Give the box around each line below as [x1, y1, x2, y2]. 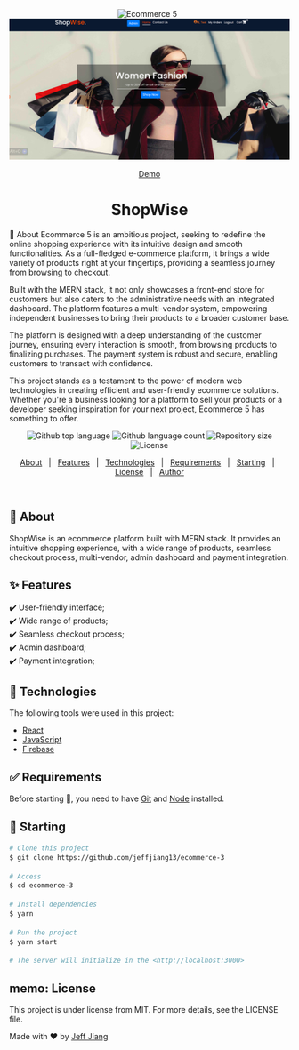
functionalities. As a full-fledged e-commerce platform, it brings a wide [9, 248, 270, 259]
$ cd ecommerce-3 [9, 881, 74, 890]
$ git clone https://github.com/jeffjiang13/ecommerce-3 [9, 853, 225, 862]
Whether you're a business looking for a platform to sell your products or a [9, 394, 283, 405]
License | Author [114, 466, 185, 477]
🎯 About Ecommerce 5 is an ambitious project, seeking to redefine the [9, 228, 266, 239]
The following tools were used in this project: [9, 708, 174, 718]
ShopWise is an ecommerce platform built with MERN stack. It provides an [9, 533, 282, 543]
